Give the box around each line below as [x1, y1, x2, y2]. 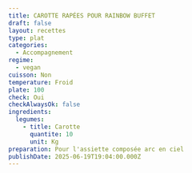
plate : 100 [8, 85, 45, 94]
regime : [8, 57, 34, 65]
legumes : [15, 116, 45, 124]
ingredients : [8, 108, 52, 116]
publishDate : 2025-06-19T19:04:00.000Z [8, 152, 142, 160]
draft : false [8, 19, 52, 27]
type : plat [8, 33, 45, 42]
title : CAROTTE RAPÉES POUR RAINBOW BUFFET [8, 11, 156, 20]
